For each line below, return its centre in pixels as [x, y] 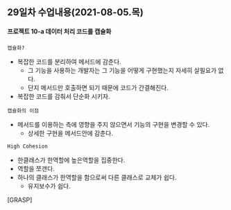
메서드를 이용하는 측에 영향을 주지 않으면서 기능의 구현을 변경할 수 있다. [113, 124]
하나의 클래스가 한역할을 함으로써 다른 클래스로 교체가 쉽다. [97, 177]
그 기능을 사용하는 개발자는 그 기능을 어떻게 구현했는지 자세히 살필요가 [122, 70]
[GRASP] [20, 200]
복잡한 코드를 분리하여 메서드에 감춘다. [69, 62]
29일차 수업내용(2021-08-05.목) [75, 12]
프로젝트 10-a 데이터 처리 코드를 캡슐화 [59, 31]
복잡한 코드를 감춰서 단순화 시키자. [63, 96]
